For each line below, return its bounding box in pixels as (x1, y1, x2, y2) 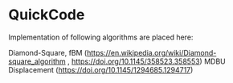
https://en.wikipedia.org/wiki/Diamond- (87, 48, 217, 57)
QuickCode (8, 6, 85, 24)
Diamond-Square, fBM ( (8, 48, 88, 57)
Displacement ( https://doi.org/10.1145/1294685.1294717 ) (8, 64, 194, 74)
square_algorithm (8, 56, 66, 66)
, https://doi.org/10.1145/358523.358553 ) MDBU (67, 56, 227, 66)
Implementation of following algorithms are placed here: (8, 32, 194, 42)
